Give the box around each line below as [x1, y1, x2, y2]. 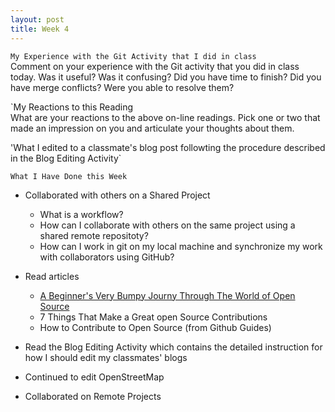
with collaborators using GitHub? [39, 251, 175, 263]
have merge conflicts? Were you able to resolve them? [10, 81, 235, 93]
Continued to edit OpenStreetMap [24, 371, 165, 383]
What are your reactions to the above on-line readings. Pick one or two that [10, 111, 321, 123]
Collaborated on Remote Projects [24, 390, 162, 402]
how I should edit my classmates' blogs [24, 351, 188, 363]
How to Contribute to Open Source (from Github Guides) [39, 321, 272, 333]
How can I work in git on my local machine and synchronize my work [39, 240, 323, 252]
